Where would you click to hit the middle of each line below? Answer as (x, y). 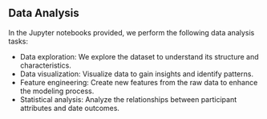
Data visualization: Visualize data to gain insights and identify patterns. (137, 74)
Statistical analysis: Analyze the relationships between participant (128, 99)
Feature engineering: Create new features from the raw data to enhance (139, 82)
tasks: (18, 41)
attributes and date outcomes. (70, 108)
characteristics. (46, 65)
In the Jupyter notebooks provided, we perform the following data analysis (131, 32)
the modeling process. (57, 91)
